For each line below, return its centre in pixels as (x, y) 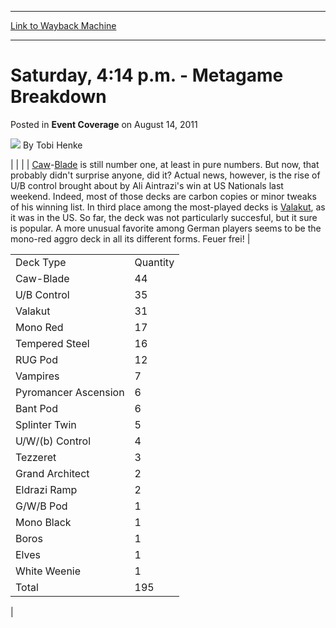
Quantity (154, 262)
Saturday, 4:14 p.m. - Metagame (147, 75)
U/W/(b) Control (53, 441)
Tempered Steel (52, 343)
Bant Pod (36, 408)
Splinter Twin (46, 424)
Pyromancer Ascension (70, 392)
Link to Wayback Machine (63, 25)
